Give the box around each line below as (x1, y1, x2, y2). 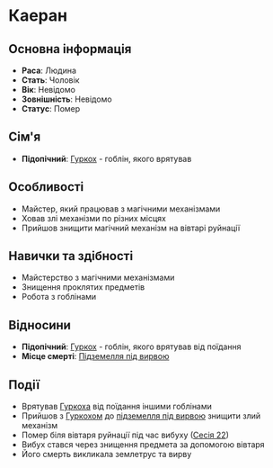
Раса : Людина (21, 65, 77, 76)
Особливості (8, 179, 84, 194)
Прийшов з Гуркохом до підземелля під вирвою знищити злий (21, 410, 261, 421)
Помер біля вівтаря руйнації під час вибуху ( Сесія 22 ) (21, 429, 230, 441)
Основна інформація (8, 41, 132, 57)
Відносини (8, 317, 71, 333)
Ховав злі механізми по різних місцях (21, 212, 167, 223)
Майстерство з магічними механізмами (21, 272, 175, 283)
